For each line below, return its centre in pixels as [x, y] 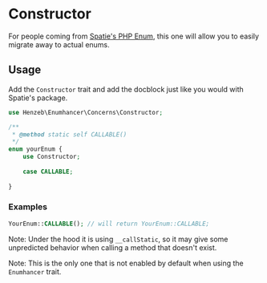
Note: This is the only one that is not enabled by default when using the [126, 263]
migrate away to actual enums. [59, 44]
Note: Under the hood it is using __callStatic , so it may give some [118, 239]
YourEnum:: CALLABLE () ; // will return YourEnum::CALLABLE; [109, 224]
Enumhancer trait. [35, 271]
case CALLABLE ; [48, 172]
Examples [28, 207]
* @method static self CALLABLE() [69, 134]
